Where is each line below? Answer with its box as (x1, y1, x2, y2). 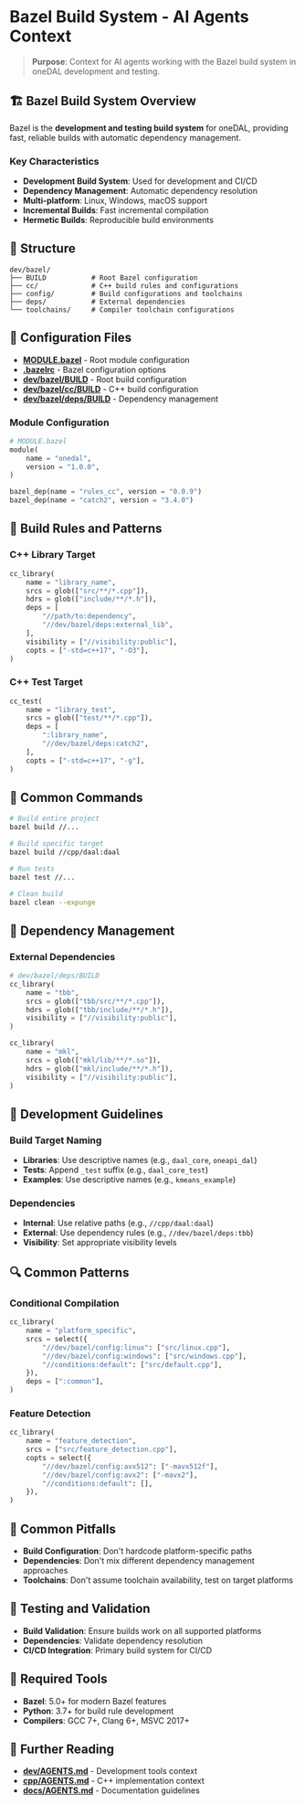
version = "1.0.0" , (26, 462, 100, 472)
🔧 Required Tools (9, 1671, 108, 1687)
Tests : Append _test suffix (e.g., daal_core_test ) (22, 1164, 209, 1176)
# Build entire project (9, 814, 100, 824)
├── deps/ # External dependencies (9, 297, 185, 306)
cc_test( (9, 697, 43, 706)
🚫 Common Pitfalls (9, 1521, 117, 1537)
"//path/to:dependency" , (42, 612, 137, 621)
